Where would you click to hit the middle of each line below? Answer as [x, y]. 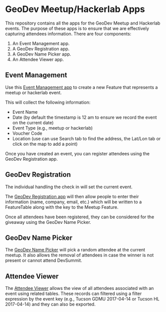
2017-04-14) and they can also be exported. [50, 304]
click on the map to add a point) [45, 144]
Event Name [25, 112]
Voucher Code [27, 133]
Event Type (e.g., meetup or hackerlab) [53, 128]
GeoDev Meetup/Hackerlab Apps [75, 9]
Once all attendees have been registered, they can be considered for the [80, 217]
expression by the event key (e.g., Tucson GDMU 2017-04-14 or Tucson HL [82, 299]
